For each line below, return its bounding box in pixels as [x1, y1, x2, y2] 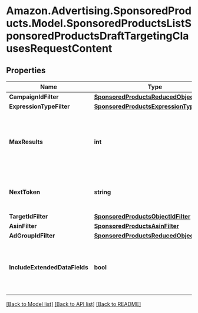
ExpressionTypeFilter [9, 102, 70, 110]
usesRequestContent [6, 42, 113, 56]
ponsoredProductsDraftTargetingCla [6, 30, 189, 43]
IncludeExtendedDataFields [9, 263, 88, 271]
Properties [6, 65, 46, 75]
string [94, 188, 111, 196]
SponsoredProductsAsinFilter [94, 222, 180, 230]
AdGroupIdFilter [9, 232, 55, 240]
